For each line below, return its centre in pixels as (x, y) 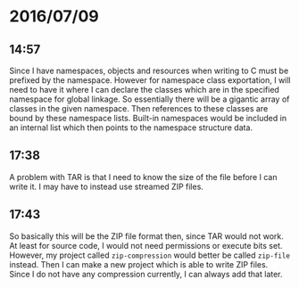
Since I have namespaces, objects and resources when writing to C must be (149, 70)
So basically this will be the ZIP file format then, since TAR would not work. (146, 236)
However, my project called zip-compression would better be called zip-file (149, 255)
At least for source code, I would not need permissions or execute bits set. (146, 245)
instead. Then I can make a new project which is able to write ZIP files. (139, 264)
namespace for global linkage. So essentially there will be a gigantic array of (149, 99)
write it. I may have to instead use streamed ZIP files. (106, 186)
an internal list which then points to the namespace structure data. (131, 128)
